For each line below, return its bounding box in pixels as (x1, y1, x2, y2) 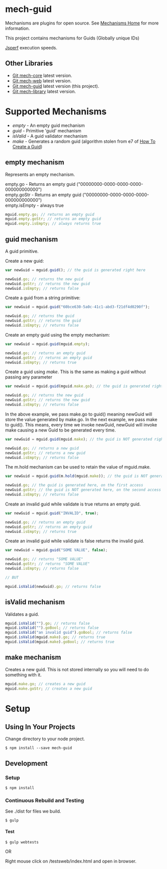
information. (5, 25, 30, 31)
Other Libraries (5, 59, 53, 68)
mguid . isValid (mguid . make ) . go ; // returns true (5, 635, 106, 640)
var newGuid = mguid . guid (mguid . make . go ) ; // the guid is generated (5, 384, 150, 389)
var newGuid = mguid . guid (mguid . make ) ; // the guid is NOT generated (5, 436, 153, 441)
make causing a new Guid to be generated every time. (5, 427, 116, 433)
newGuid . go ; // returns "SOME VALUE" (5, 557, 83, 562)
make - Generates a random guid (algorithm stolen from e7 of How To (12, 138, 156, 144)
